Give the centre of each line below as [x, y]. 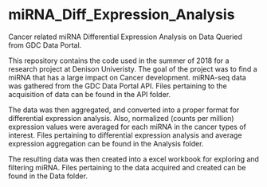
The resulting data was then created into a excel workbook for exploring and [133, 159]
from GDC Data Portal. [45, 45]
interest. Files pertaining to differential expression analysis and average [125, 135]
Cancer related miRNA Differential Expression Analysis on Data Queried [126, 37]
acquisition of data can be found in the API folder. [90, 94]
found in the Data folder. [48, 176]
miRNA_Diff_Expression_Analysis [122, 15]
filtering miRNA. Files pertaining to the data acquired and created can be [127, 167]
